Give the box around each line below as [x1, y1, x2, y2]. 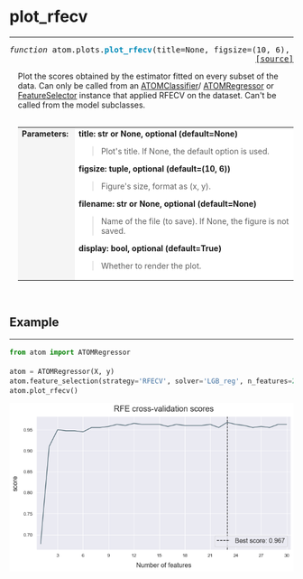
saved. [100, 225, 126, 236]
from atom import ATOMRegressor [9, 348, 131, 357]
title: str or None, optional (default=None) [78, 128, 238, 139]
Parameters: [22, 128, 69, 139]
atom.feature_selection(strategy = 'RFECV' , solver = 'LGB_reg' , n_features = [9, 377, 293, 386]
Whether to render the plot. [100, 260, 202, 271]
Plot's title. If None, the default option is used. [100, 145, 271, 156]
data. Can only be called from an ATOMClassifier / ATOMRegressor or [17, 79, 275, 91]
